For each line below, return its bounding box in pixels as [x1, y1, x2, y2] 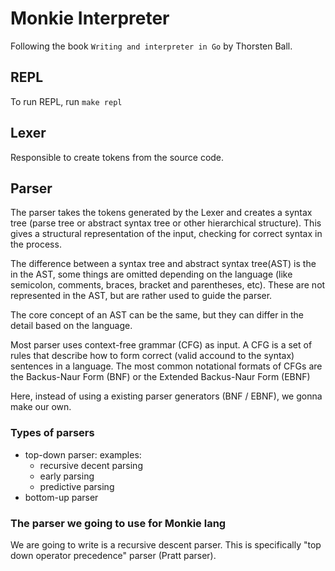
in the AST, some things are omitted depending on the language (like [10, 268, 293, 281]
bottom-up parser [24, 491, 99, 503]
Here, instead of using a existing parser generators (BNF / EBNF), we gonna [10, 390, 323, 402]
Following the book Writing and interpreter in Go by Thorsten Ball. [10, 40, 293, 52]
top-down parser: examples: [24, 448, 142, 461]
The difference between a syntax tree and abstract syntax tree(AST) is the [10, 258, 317, 270]
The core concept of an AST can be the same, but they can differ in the [10, 309, 304, 321]
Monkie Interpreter [10, 7, 170, 30]
